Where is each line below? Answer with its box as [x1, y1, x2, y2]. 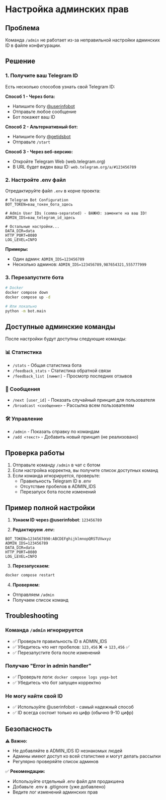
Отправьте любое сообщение [12, 109, 76, 115]
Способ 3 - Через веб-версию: [5, 148, 73, 154]
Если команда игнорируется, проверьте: [12, 473, 101, 479]
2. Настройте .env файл [5, 176, 66, 183]
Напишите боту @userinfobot [12, 103, 75, 109]
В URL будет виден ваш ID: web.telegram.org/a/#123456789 [12, 164, 137, 170]
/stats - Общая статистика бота [12, 362, 82, 368]
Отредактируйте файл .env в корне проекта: [5, 188, 101, 194]
